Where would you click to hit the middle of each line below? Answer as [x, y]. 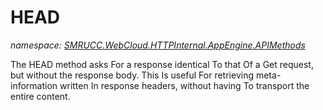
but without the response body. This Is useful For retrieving [132, 75]
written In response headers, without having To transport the [184, 85]
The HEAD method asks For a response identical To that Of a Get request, [162, 64]
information [34, 85]
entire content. [40, 96]
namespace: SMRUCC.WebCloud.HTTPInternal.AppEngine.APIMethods [158, 45]
